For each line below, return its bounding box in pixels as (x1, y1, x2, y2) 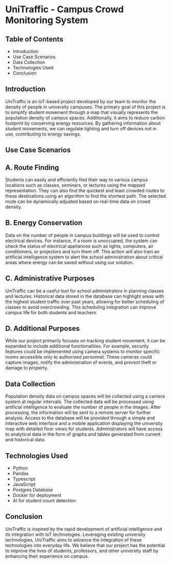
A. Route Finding (5, 163, 59, 172)
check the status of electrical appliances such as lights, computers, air (5, 243, 154, 249)
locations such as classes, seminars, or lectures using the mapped (5, 182, 145, 189)
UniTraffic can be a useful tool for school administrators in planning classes (5, 288, 164, 294)
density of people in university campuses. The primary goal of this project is (5, 104, 166, 110)
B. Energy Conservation (5, 219, 83, 227)
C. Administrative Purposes (5, 274, 95, 283)
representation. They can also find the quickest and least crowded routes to (5, 187, 165, 194)
